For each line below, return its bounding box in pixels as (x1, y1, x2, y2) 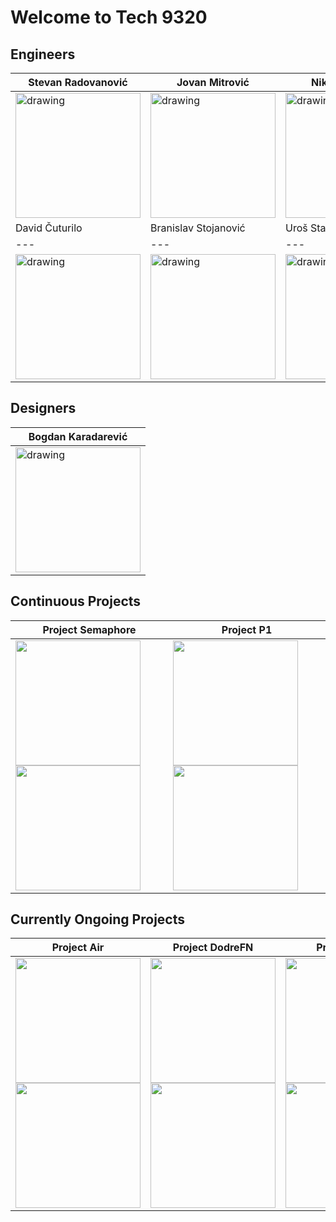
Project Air (51, 941, 105, 955)
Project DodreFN (172, 941, 254, 955)
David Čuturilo (15, 221, 83, 235)
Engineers (10, 46, 76, 63)
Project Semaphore (42, 622, 137, 636)
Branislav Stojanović (150, 221, 246, 235)
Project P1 (221, 622, 273, 636)
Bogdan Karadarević (28, 429, 128, 443)
